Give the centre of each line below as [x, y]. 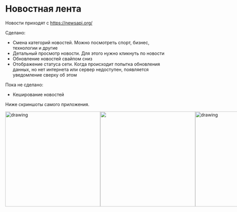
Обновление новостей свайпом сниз [52, 58]
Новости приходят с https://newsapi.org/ [49, 23]
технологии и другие [35, 48]
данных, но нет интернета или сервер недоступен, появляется [81, 69]
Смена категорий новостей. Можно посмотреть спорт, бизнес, [81, 42]
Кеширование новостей [38, 94]
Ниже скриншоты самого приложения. [47, 104]
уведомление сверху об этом [45, 75]
